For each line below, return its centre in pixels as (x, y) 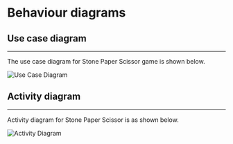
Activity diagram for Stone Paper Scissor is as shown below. (93, 120)
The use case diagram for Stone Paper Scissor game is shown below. (106, 61)
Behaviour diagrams (67, 13)
